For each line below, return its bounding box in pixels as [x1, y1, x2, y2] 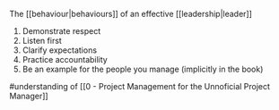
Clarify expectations [22, 45, 97, 55]
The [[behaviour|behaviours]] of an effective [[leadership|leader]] [9, 9, 253, 19]
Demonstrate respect [22, 26, 101, 36]
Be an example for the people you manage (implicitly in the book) [22, 63, 264, 74]
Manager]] [9, 90, 48, 101]
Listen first [22, 36, 63, 46]
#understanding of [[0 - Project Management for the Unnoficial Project [9, 81, 271, 91]
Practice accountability [22, 55, 108, 64]
